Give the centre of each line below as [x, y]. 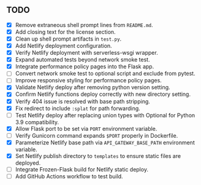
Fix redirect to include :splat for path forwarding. [78, 108]
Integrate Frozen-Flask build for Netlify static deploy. [82, 169]
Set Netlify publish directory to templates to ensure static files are [98, 155]
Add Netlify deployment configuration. [63, 46]
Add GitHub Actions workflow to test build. [69, 176]
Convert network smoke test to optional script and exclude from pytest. [105, 74]
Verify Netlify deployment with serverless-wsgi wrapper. [86, 53]
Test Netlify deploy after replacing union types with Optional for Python [105, 115]
